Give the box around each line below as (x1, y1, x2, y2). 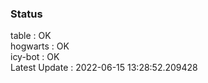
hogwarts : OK (10, 40, 70, 52)
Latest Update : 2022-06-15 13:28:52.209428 (10, 62, 198, 74)
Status (10, 7, 43, 21)
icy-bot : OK (10, 51, 60, 63)
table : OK (10, 30, 52, 42)
